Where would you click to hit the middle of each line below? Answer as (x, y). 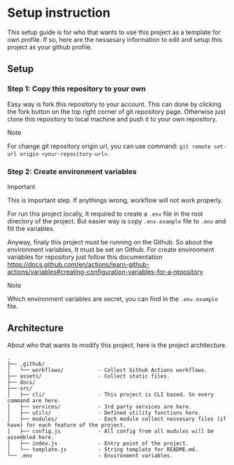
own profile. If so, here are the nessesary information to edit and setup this (115, 39)
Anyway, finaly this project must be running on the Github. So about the (110, 242)
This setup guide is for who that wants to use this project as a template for (114, 32)
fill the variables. (31, 228)
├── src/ (20, 388)
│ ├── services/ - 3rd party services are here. (100, 406)
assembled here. (31, 437)
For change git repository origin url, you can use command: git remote (109, 146)
